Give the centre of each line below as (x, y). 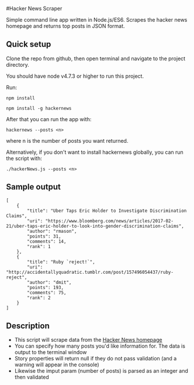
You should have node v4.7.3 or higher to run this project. (75, 76)
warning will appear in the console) (57, 365)
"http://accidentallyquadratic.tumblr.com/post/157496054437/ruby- (90, 272)
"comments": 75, (47, 293)
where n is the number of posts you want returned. (67, 140)
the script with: (24, 158)
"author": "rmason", (52, 231)
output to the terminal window (51, 352)
